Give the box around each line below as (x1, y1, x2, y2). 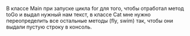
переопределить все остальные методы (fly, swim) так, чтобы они (6, 17, 173, 24)
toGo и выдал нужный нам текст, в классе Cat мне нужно (6, 11, 151, 18)
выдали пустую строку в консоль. (6, 23, 93, 30)
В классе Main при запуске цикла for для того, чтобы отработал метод (6, 5, 184, 12)
